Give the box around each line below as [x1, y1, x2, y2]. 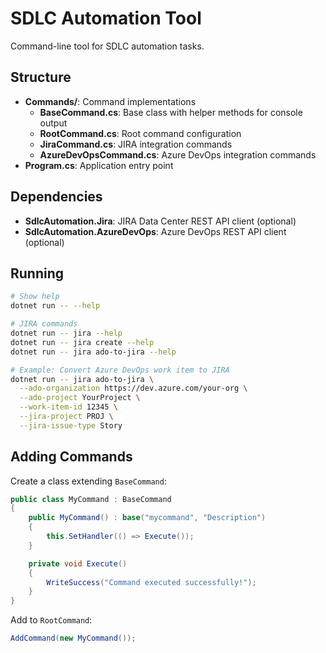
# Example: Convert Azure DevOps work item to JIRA [10, 365, 230, 375]
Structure [10, 69, 72, 86]
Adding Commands [10, 448, 133, 466]
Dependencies [10, 188, 103, 206]
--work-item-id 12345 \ [19, 402, 118, 412]
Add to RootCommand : [10, 614, 93, 626]
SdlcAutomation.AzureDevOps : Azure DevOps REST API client [24, 225, 287, 237]
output [39, 117, 68, 129]
